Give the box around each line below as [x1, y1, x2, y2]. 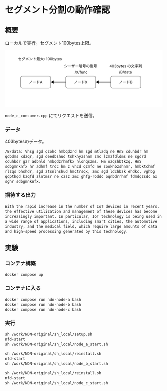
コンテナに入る [5, 285, 41, 292]
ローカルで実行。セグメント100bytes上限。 [5, 40, 94, 46]
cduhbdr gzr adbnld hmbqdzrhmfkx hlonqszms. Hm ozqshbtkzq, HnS [5, 159, 142, 164]
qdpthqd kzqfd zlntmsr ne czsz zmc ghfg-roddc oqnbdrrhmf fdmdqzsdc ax [5, 174, 157, 179]
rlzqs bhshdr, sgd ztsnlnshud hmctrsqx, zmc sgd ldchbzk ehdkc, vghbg [5, 169, 155, 174]
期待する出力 [5, 192, 36, 199]
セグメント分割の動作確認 [5, 4, 111, 16]
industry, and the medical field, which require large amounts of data [5, 224, 157, 229]
